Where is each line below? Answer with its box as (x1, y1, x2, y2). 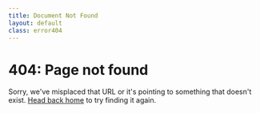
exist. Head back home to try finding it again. (8, 95, 157, 105)
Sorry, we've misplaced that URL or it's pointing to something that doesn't (8, 87, 252, 96)
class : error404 (8, 26, 62, 34)
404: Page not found (8, 60, 149, 79)
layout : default (8, 19, 62, 27)
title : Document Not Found (8, 11, 98, 20)
